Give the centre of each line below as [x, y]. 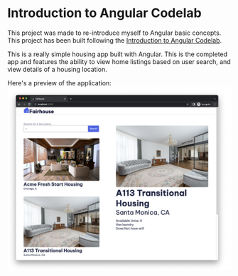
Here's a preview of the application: [59, 83]
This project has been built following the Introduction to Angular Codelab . [115, 40]
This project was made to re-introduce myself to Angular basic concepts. [114, 33]
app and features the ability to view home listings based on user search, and [119, 61]
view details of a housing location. [58, 69]
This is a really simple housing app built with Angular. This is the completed [118, 54]
